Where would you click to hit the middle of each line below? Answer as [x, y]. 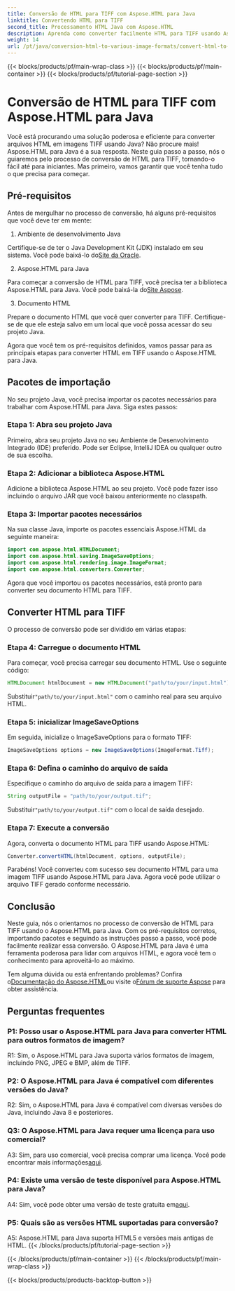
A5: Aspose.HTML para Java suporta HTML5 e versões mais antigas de [111, 1238]
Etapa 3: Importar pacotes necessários [74, 515]
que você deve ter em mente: [50, 220]
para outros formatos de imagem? [66, 1040]
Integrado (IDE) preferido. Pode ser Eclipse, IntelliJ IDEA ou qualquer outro [115, 447]
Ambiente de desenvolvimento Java [69, 234]
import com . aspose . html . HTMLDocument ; [64, 550]
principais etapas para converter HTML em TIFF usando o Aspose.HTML [112, 352]
